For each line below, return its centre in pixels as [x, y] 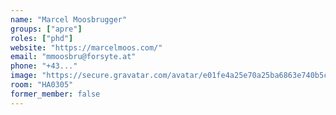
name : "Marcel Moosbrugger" [69, 19]
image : [24, 76]
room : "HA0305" [42, 85]
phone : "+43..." [44, 66]
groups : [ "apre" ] [46, 29]
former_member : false [55, 94]
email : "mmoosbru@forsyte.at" [73, 57]
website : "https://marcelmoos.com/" [86, 47]
